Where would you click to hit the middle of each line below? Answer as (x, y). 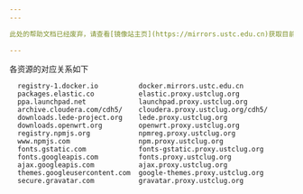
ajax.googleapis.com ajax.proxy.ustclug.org (123, 165)
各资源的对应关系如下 (49, 69)
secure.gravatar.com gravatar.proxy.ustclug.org (131, 180)
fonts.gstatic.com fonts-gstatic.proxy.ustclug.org (141, 149)
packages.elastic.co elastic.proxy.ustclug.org (129, 94)
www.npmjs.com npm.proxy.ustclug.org (120, 141)
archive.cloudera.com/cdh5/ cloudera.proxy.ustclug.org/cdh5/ (143, 109)
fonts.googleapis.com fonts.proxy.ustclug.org (124, 157)
